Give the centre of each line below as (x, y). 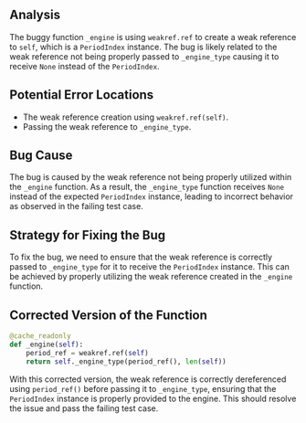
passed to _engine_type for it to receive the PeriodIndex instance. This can (150, 267)
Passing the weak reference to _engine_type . (107, 126)
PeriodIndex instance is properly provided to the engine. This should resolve (153, 398)
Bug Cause (41, 156)
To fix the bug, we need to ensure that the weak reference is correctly (141, 257)
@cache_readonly (40, 336)
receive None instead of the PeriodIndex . (84, 66)
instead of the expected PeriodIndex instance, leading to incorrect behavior (152, 196)
